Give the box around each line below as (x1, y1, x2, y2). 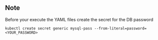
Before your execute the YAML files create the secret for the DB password (5, 16, 154, 22)
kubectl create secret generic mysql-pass (5, 26, 92, 31)
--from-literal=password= (94, 26, 147, 31)
